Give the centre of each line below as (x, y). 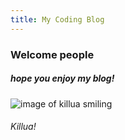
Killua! (23, 127)
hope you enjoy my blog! (62, 78)
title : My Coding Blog (57, 19)
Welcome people (52, 54)
